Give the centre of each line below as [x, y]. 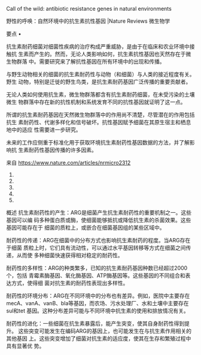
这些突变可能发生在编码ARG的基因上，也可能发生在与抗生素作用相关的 [105, 331]
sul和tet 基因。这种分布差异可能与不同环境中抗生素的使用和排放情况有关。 [98, 311]
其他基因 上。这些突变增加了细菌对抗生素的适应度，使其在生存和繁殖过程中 [99, 339]
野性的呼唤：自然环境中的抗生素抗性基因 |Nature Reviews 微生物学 [88, 21]
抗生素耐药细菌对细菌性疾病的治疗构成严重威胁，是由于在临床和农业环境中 [98, 46]
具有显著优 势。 [25, 346]
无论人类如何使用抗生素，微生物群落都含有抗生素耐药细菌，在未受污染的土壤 [100, 94]
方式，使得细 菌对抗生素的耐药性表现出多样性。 [70, 283]
